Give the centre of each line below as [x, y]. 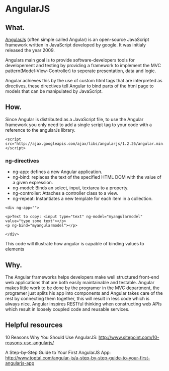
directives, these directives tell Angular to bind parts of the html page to [79, 86]
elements [15, 249]
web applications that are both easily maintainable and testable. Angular [80, 282]
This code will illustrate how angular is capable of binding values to [75, 244]
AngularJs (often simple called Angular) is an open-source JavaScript [77, 39]
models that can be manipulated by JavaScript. [54, 91]
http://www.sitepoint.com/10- [129, 337]
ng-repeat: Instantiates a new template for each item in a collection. [82, 199]
